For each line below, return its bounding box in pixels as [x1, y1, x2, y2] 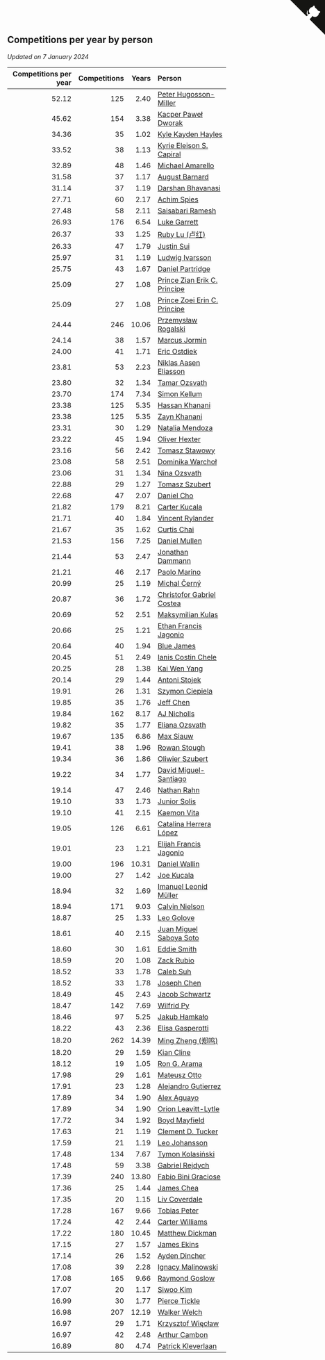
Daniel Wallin [157, 859, 200, 869]
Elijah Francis [157, 839, 201, 849]
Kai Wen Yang [157, 664, 203, 673]
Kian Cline [157, 1047, 191, 1057]
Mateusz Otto [157, 1070, 202, 1080]
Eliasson [157, 366, 185, 376]
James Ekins [157, 1239, 199, 1249]
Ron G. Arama [157, 1058, 203, 1068]
